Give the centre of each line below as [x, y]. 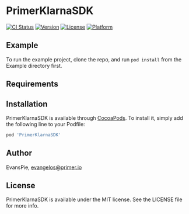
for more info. [22, 206]
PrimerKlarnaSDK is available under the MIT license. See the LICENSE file [94, 199]
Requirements [32, 84]
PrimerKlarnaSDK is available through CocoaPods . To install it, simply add [95, 118]
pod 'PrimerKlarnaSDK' [34, 135]
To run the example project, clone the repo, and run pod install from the [94, 59]
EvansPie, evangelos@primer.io [44, 167]
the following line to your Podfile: [46, 124]
